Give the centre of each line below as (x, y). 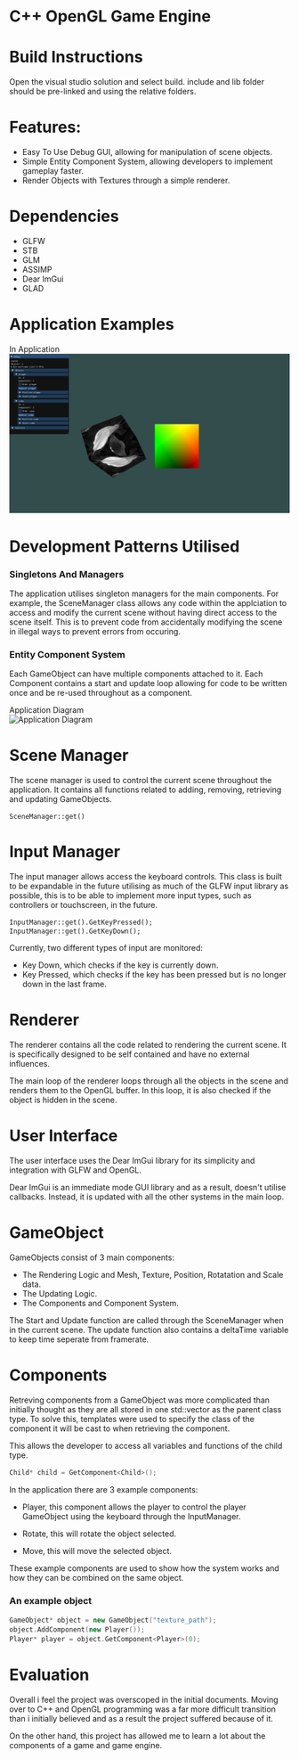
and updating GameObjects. (61, 799)
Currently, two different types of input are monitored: (106, 948)
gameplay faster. (53, 171)
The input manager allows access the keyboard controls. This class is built (146, 877)
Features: (45, 127)
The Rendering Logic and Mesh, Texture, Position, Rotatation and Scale (153, 1274)
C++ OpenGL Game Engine (110, 16)
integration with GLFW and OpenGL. (76, 1170)
